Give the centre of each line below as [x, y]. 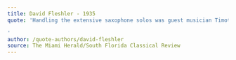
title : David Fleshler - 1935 [52, 14]
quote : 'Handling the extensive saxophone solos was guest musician [110, 20]
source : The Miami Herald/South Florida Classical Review [94, 46]
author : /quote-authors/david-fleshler [66, 39]
